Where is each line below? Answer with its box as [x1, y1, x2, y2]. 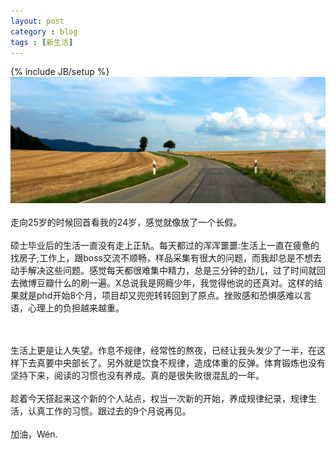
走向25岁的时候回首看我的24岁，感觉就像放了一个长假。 [10, 216, 243, 228]
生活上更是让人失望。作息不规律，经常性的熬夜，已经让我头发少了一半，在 [10, 344, 317, 356]
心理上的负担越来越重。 [27, 301, 125, 314]
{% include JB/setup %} [10, 66, 110, 78]
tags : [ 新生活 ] [10, 37, 74, 47]
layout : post [10, 16, 65, 26]
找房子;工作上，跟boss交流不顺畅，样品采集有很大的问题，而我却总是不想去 [10, 251, 322, 264]
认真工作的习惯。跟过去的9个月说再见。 [27, 405, 192, 417]
